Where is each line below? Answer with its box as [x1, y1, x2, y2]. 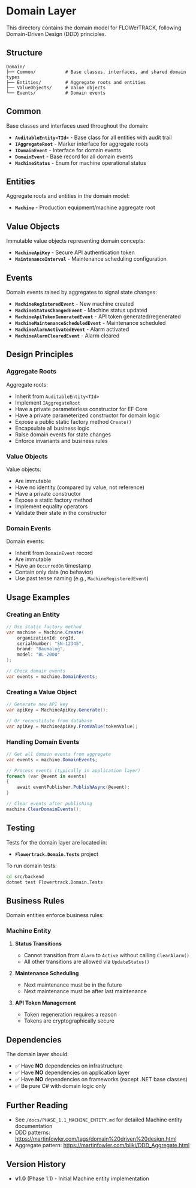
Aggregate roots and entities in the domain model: [6, 192, 130, 200]
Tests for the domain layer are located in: [6, 839, 107, 846]
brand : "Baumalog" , [17, 646, 66, 652]
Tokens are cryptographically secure [23, 1017, 115, 1024]
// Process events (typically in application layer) [6, 767, 141, 774]
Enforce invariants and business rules [14, 437, 108, 444]
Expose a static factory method [14, 496, 93, 503]
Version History [6, 1159, 66, 1169]
